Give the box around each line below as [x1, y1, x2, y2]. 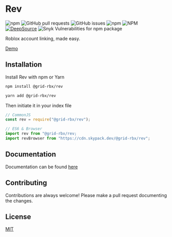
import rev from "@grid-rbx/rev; [5, 131, 77, 136]
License [5, 212, 31, 221]
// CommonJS [5, 112, 31, 117]
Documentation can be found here [5, 164, 78, 170]
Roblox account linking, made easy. [5, 35, 81, 42]
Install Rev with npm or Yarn [5, 74, 65, 80]
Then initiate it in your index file [5, 102, 72, 108]
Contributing [5, 179, 47, 187]
